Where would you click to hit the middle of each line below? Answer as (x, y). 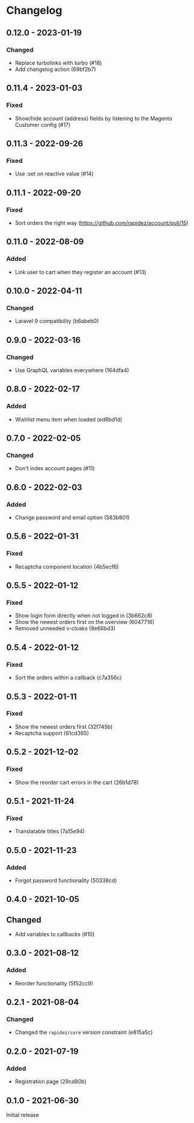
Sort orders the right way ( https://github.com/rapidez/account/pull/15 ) (102, 222)
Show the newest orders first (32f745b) (64, 727)
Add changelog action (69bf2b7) (55, 69)
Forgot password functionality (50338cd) (66, 880)
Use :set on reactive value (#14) (54, 174)
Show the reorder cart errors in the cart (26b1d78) (77, 782)
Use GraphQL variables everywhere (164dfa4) (72, 370)
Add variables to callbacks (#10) (55, 934)
